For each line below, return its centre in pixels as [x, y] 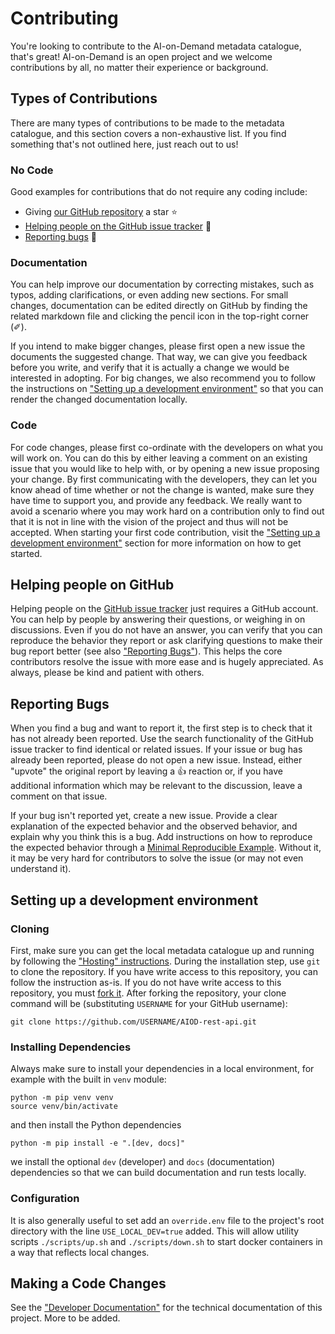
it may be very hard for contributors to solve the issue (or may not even [157, 858]
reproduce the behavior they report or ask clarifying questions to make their [166, 641]
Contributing [64, 18]
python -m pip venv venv [62, 1098]
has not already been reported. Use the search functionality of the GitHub [162, 739]
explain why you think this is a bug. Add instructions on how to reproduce [161, 837]
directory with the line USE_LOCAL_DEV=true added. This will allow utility [155, 1231]
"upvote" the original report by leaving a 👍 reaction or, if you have [146, 771]
